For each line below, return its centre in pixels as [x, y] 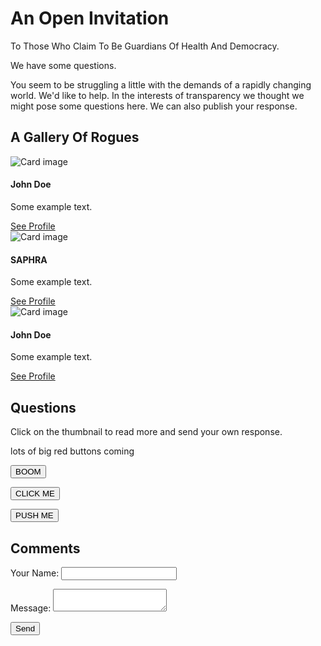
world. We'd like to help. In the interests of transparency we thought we [157, 95]
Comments [45, 548]
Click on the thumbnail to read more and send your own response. [146, 432]
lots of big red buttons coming [72, 451]
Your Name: [35, 573]
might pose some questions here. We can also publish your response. [154, 106]
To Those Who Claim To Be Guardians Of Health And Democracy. [145, 46]
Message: [31, 608]
